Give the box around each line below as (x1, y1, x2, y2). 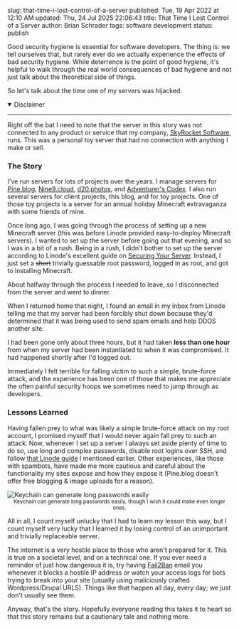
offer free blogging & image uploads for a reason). (7, 477, 154, 485)
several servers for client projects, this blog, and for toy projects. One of (7, 192, 219, 201)
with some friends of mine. (7, 208, 86, 216)
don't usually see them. (7, 590, 76, 600)
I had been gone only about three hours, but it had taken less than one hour (7, 338, 230, 347)
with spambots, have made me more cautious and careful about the (7, 462, 206, 470)
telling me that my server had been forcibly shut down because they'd (7, 309, 213, 318)
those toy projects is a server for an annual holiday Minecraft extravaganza (7, 200, 227, 208)
